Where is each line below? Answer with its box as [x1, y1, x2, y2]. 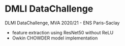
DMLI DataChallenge [5, 3, 93, 15]
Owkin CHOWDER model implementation [12, 35, 98, 41]
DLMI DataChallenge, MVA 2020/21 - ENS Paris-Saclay [5, 20, 120, 26]
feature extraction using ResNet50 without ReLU [12, 29, 114, 35]
